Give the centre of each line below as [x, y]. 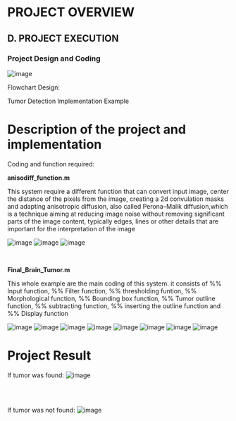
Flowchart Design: [34, 87]
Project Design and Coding [54, 59]
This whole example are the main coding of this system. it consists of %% [114, 283]
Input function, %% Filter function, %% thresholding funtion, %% [102, 291]
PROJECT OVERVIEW [71, 12]
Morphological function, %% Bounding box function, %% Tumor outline [112, 298]
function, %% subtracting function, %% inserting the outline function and [114, 306]
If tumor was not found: [41, 410]
